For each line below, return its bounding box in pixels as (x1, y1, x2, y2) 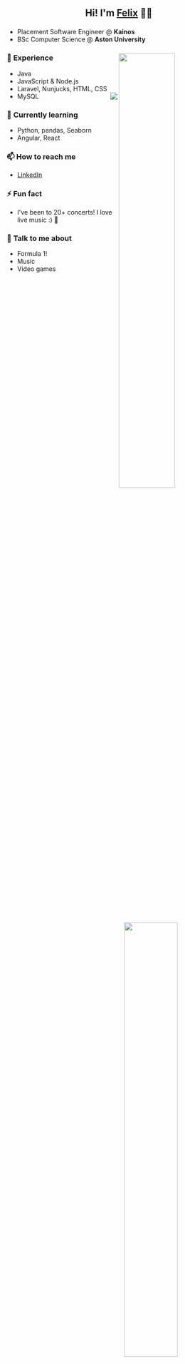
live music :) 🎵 (16, 215, 58, 224)
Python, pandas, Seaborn (16, 125, 92, 134)
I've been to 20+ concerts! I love (16, 207, 112, 216)
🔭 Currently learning (6, 110, 78, 120)
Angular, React (16, 133, 60, 142)
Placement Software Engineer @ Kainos (16, 28, 135, 36)
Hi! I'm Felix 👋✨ (85, 7, 153, 19)
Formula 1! (16, 249, 48, 257)
